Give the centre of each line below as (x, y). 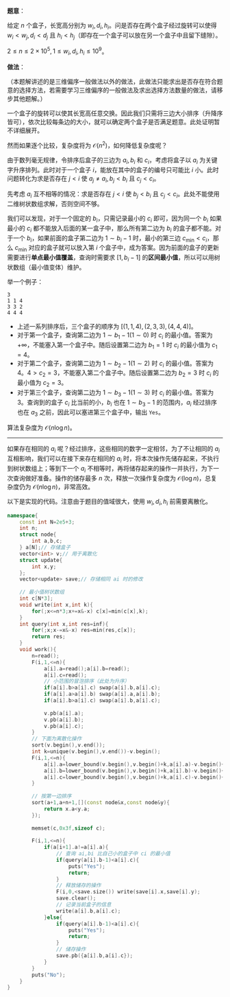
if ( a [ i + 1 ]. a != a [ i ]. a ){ (76, 847)
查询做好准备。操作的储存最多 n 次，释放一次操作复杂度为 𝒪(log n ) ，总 (112, 478)
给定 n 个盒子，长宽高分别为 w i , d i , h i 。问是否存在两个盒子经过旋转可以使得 (112, 26)
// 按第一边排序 (52, 796)
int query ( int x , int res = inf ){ (64, 624)
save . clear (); (76, 898)
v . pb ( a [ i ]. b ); (64, 720)
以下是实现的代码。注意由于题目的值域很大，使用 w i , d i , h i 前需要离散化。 (110, 502)
